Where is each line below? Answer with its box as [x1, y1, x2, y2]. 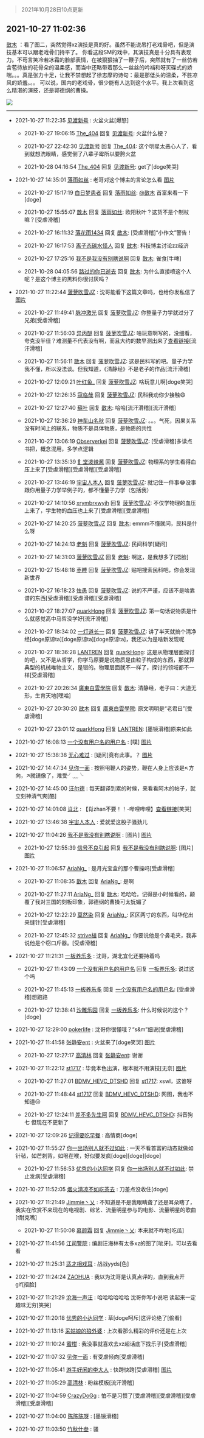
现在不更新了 [36, 1118, 69, 1126]
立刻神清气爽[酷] [15, 792, 57, 800]
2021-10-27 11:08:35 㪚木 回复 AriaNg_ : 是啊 [24, 877, 135, 885]
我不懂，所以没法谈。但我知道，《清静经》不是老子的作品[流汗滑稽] [24, 365, 191, 372]
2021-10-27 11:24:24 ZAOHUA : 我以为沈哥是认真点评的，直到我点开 [15, 1273, 185, 1280]
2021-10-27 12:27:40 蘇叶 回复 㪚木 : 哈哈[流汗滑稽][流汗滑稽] [24, 404, 176, 411]
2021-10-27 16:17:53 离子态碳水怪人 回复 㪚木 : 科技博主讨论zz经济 [24, 242, 189, 249]
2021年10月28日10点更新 [21, 6, 83, 13]
